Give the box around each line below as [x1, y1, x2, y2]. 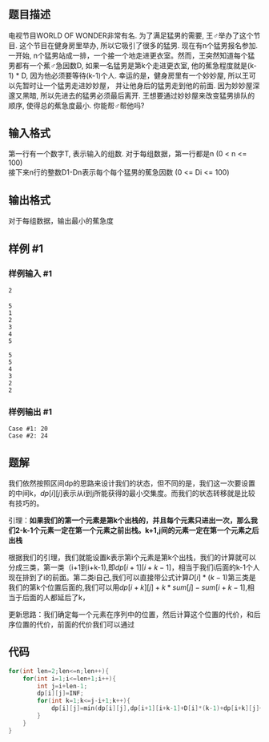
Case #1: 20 [8, 425, 48, 434]
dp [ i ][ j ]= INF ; [37, 689, 84, 698]
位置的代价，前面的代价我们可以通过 [14, 619, 134, 630]
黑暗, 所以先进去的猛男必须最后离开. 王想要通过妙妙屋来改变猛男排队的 [22, 91, 255, 100]
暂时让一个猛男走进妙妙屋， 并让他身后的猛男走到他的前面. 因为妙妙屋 [22, 80, 253, 90]
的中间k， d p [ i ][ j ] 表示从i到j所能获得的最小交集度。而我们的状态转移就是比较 [8, 489, 255, 498]
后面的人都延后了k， [22, 593, 90, 603]
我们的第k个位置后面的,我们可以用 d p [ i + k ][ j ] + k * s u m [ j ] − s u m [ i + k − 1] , [8, 583, 248, 592]
